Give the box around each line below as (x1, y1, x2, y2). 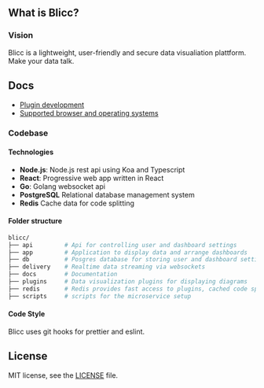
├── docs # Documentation (8, 271, 118, 279)
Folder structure (8, 216, 63, 226)
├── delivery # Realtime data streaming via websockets (8, 263, 206, 271)
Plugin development (19, 100, 85, 109)
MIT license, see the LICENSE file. (8, 370, 119, 380)
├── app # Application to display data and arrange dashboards (8, 248, 247, 257)
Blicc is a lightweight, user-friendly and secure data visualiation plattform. (8, 47, 247, 57)
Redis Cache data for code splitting (19, 198, 135, 208)
